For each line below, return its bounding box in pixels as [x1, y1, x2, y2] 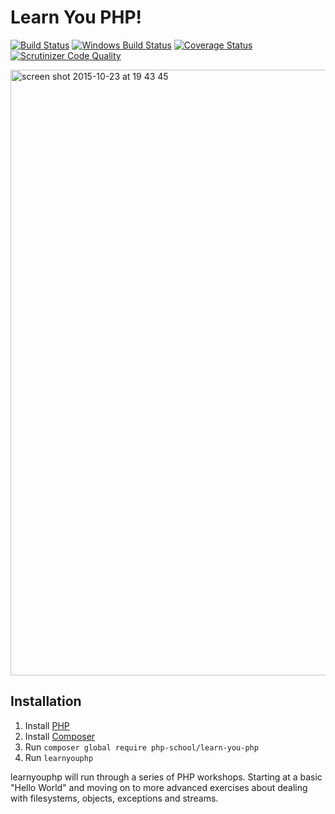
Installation [10, 693, 82, 710]
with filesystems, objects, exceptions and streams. [10, 792, 219, 804]
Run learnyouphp [24, 751, 94, 763]
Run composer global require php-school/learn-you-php [24, 741, 259, 753]
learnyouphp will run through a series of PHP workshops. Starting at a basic [10, 771, 323, 783]
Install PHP [24, 719, 70, 731]
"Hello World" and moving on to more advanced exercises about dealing [10, 781, 308, 793]
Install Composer [24, 730, 96, 742]
